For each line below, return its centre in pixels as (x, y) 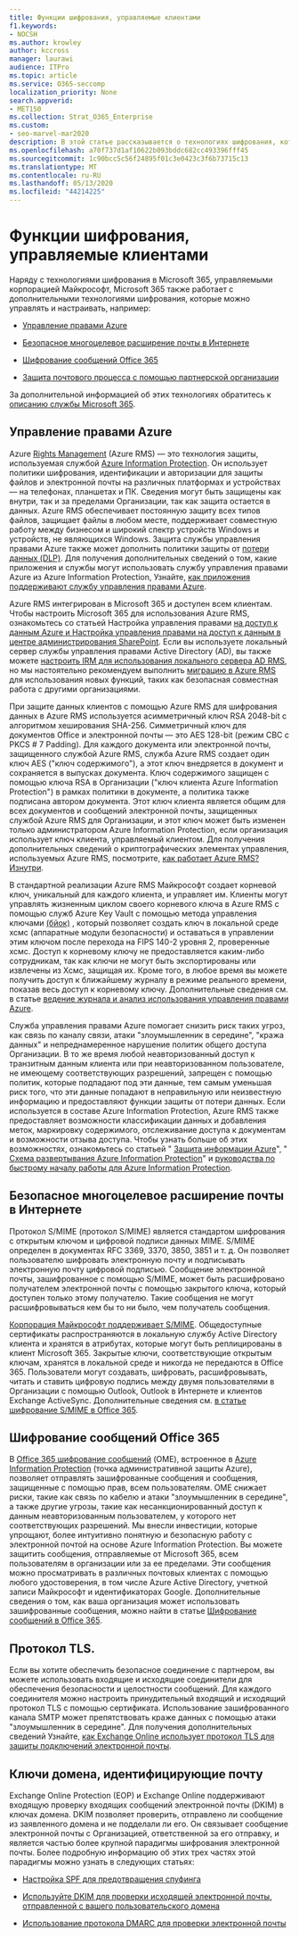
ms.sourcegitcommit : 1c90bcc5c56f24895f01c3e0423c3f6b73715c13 (129, 158)
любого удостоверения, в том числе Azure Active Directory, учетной (139, 1583)
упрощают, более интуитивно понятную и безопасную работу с (131, 1535)
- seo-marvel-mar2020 (49, 134)
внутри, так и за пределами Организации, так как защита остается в (140, 501)
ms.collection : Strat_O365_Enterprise (81, 117)
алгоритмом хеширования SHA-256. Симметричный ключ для (128, 725)
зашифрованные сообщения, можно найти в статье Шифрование (133, 1611)
